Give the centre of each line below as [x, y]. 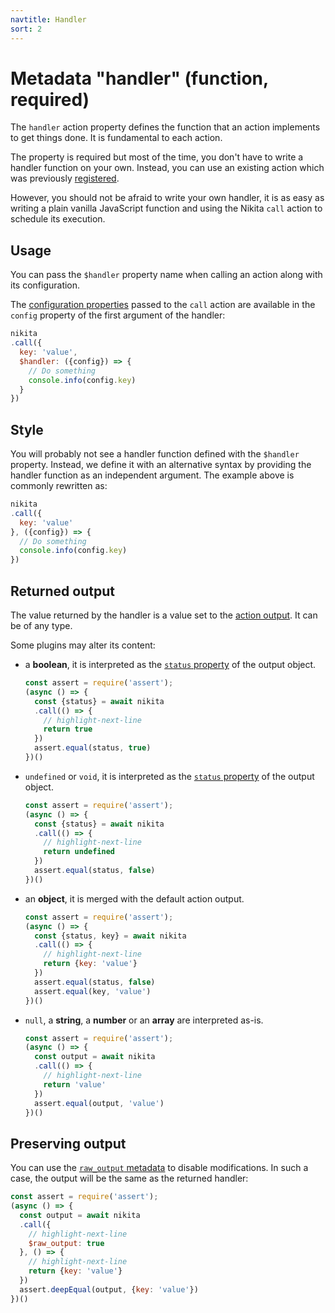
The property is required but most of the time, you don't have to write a [157, 157]
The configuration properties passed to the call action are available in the [163, 305]
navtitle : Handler [48, 19]
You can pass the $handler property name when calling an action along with [166, 275]
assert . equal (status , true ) [93, 748]
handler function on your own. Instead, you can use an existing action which [167, 168]
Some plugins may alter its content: [83, 645]
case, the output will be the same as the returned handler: [129, 1178]
